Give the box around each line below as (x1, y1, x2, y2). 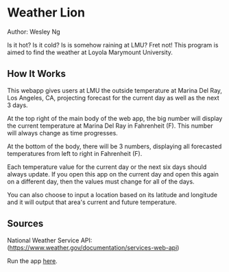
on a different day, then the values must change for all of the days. (7, 177, 195, 185)
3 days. (7, 101, 29, 109)
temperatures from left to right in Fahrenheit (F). (7, 149, 143, 157)
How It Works (7, 68, 67, 80)
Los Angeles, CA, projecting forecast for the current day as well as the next (7, 93, 219, 102)
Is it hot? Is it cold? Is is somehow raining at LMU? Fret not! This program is (7, 41, 219, 49)
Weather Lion (7, 5, 86, 21)
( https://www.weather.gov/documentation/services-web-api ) (7, 243, 180, 251)
